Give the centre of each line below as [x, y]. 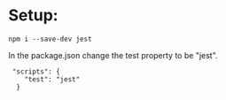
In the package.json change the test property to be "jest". [113, 55]
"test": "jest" [52, 79]
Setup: [33, 15]
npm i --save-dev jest [50, 39]
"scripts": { [36, 72]
